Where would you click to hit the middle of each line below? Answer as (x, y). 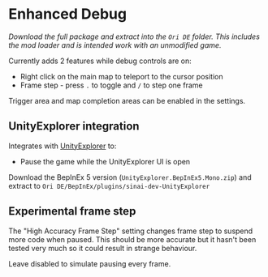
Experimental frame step (72, 211)
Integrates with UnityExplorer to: (63, 146)
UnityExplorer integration (74, 126)
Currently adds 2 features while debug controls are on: (100, 61)
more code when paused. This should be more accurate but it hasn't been (132, 239)
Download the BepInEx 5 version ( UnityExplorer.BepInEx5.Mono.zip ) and (130, 177)
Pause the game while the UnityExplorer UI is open (105, 161)
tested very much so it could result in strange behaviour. (103, 248)
